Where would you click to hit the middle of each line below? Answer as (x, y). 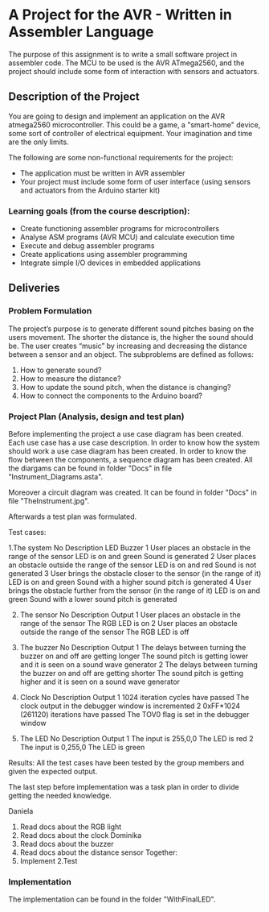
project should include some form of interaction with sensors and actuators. (134, 71)
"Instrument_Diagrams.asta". (56, 477)
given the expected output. (53, 772)
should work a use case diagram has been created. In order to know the (127, 451)
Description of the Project (74, 97)
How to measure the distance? (71, 378)
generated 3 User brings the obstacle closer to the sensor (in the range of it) (135, 574)
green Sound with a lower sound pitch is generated (93, 599)
